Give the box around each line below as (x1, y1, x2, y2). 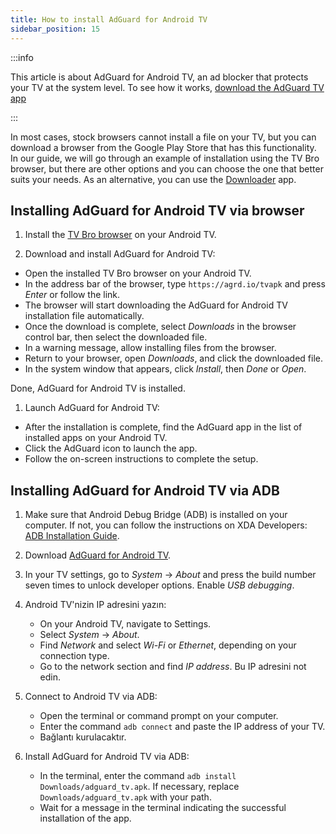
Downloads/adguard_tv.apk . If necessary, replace (39, 781, 240, 793)
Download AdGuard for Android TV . (24, 549, 172, 561)
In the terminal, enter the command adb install (39, 770, 237, 782)
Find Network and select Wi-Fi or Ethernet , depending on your (39, 639, 297, 651)
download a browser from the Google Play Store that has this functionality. (10, 141, 317, 153)
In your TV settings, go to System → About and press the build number (24, 569, 317, 581)
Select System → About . (39, 629, 140, 641)
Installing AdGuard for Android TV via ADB (10, 482, 280, 499)
